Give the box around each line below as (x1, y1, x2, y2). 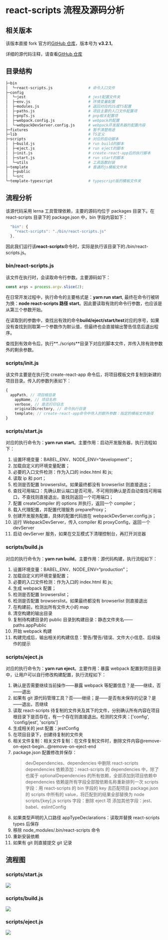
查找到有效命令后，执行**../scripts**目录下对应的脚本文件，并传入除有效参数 (5, 340, 163, 346)
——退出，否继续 (12, 701, 48, 707)
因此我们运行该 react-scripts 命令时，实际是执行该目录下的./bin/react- (5, 243, 149, 249)
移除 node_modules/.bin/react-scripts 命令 (12, 827, 100, 833)
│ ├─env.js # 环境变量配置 (5, 99, 115, 104)
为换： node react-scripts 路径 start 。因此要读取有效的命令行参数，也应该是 (5, 300, 163, 306)
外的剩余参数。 (5, 346, 36, 352)
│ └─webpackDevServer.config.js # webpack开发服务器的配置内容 (5, 122, 146, 128)
